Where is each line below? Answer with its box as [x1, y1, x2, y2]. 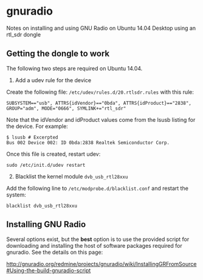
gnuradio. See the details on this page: [6, 248, 103, 256]
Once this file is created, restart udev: [6, 150, 101, 158]
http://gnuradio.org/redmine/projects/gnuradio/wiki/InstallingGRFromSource [6, 260, 197, 267]
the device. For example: [6, 122, 68, 130]
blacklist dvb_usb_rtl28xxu [6, 203, 78, 209]
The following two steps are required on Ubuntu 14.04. [6, 65, 143, 72]
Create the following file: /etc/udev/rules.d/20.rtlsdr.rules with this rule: [6, 88, 194, 96]
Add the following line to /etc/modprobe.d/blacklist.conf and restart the [6, 184, 188, 192]
